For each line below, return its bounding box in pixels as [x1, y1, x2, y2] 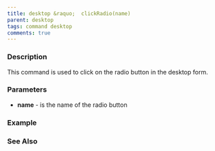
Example [7, 118, 37, 128]
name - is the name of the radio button [17, 101, 127, 109]
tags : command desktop [7, 23, 72, 30]
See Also [7, 136, 38, 145]
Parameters [7, 85, 47, 94]
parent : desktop [7, 17, 54, 23]
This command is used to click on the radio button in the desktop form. [7, 68, 208, 76]
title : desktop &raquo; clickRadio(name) [7, 10, 131, 17]
